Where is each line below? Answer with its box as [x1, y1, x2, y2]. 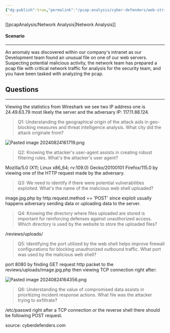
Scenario [5, 33, 25, 39]
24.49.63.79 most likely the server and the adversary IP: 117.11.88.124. [5, 109, 149, 115]
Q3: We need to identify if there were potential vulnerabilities [17, 180, 145, 186]
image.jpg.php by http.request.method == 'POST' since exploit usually [5, 195, 152, 201]
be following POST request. [5, 312, 63, 318]
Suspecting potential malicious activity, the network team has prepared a [5, 59, 157, 66]
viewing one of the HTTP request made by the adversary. [5, 170, 125, 176]
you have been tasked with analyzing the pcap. [5, 71, 104, 77]
